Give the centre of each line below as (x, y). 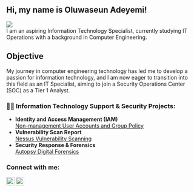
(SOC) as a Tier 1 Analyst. (38, 90)
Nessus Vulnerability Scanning (53, 139)
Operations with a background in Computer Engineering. (77, 37)
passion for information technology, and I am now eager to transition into (97, 77)
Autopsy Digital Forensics (47, 151)
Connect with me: (33, 167)
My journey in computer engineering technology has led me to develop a (97, 71)
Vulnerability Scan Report (48, 132)
